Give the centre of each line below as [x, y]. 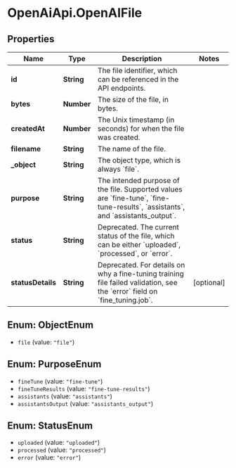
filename [26, 149]
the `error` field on [127, 291]
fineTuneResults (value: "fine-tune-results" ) [84, 388]
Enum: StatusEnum [50, 426]
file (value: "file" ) [46, 342]
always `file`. [118, 169]
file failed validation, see [137, 283]
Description [142, 59]
